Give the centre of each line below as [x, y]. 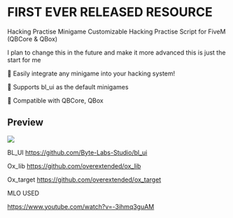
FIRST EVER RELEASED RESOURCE [110, 12]
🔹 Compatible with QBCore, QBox [55, 100]
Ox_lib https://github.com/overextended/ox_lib [74, 166]
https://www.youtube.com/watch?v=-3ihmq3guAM [81, 206]
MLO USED [23, 193]
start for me [24, 59]
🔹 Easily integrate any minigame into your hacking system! [91, 73]
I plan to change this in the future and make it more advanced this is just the [116, 52]
